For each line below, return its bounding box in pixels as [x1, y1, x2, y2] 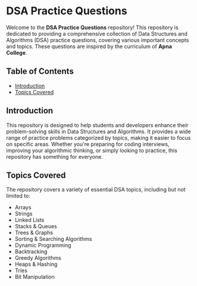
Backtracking [14, 248, 48, 255]
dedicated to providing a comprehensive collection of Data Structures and [6, 30, 187, 37]
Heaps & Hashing [14, 260, 58, 268]
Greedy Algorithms [14, 254, 61, 262]
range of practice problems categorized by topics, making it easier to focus [6, 134, 191, 141]
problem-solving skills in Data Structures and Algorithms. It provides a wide [6, 128, 192, 135]
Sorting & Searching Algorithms [14, 235, 92, 243]
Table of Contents [6, 67, 74, 77]
